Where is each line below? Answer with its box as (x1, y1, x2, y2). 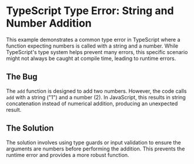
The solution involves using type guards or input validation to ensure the (6, 139, 181, 146)
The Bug (6, 72, 38, 82)
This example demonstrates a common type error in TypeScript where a (6, 36, 180, 43)
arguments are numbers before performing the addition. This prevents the (6, 145, 185, 152)
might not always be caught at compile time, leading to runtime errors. (6, 55, 176, 62)
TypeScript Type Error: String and (6, 4, 175, 18)
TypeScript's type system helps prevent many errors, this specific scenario (6, 48, 188, 55)
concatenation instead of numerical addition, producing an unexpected (6, 100, 178, 107)
